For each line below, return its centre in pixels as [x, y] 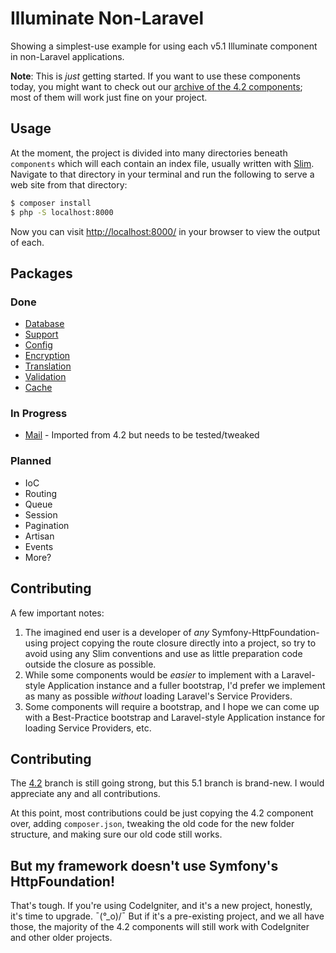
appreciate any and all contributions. [85, 794]
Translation [48, 366]
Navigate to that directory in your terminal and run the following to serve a [162, 174]
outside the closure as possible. [90, 664]
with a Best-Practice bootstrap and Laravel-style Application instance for [175, 717]
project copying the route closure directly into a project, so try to [183, 643]
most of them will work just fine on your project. [109, 97]
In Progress [39, 414]
